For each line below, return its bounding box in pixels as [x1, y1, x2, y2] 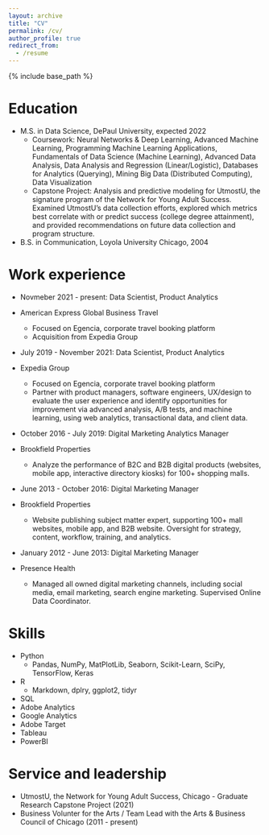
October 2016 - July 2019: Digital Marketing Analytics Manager [19, 428, 230, 438]
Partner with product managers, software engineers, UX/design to [31, 387, 252, 397]
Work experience [8, 266, 126, 284]
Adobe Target [19, 719, 66, 729]
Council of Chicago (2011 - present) [19, 816, 139, 826]
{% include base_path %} [8, 72, 93, 81]
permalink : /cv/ [8, 27, 63, 35]
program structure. [31, 229, 95, 238]
